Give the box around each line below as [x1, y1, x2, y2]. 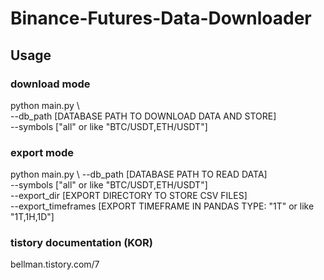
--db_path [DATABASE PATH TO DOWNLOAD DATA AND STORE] [10, 110, 277, 122]
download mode [10, 77, 91, 91]
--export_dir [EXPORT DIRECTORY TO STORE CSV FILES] [10, 190, 248, 202]
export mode [10, 145, 75, 159]
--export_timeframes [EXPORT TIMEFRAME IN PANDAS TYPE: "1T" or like [10, 200, 315, 212]
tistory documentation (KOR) [10, 236, 153, 250]
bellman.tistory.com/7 [10, 258, 100, 271]
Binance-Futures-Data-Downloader [10, 7, 312, 30]
